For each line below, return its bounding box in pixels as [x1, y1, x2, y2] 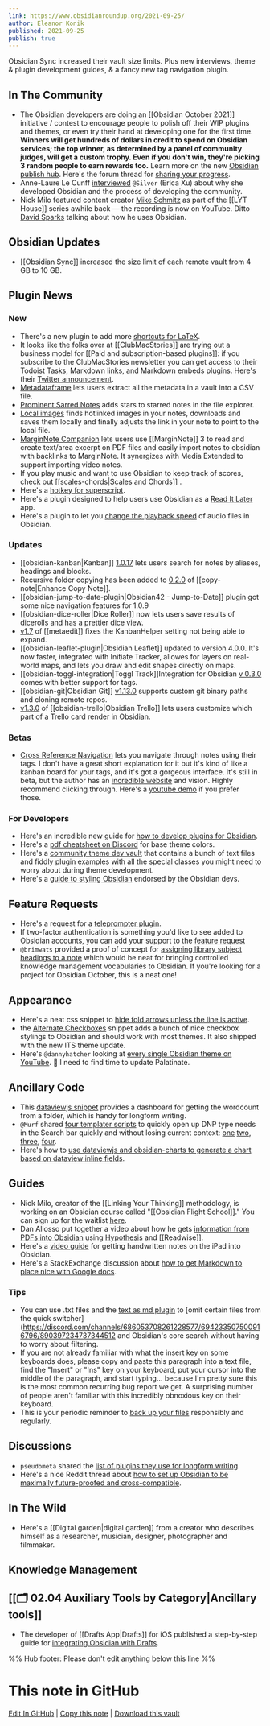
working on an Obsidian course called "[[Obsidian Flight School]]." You [19, 1207, 255, 1216]
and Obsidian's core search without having [117, 1331, 260, 1340]
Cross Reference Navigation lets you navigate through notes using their [19, 750, 257, 760]
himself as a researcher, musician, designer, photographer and [19, 1531, 227, 1541]
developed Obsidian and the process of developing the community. [19, 187, 243, 196]
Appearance [8, 993, 72, 1007]
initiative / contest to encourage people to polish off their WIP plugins [19, 118, 250, 128]
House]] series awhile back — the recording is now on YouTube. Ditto [19, 204, 251, 213]
